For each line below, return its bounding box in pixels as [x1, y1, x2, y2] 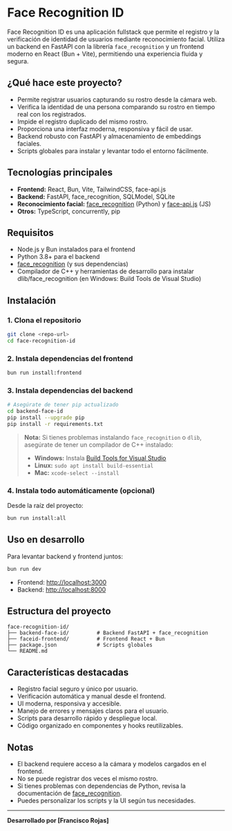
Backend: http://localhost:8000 [17, 585, 106, 594]
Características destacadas [7, 666, 129, 678]
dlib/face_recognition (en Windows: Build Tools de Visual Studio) [17, 275, 202, 283]
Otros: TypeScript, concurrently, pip [17, 207, 121, 215]
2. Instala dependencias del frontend [7, 353, 133, 363]
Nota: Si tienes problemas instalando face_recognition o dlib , [23, 433, 202, 441]
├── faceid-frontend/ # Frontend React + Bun [7, 636, 166, 643]
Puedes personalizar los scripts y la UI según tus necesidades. [17, 796, 196, 805]
